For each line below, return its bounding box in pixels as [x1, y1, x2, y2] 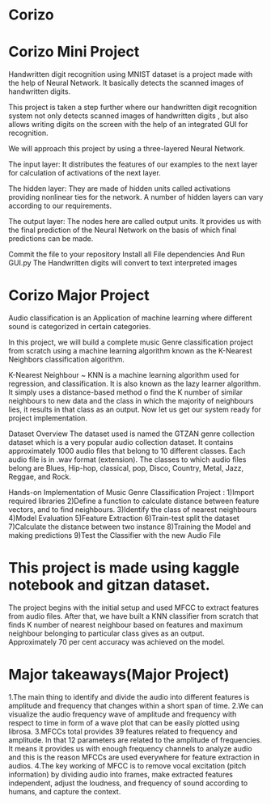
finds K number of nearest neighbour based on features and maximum [8, 620, 243, 629]
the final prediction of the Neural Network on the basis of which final [8, 225, 237, 235]
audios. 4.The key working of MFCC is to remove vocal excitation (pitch [8, 760, 247, 770]
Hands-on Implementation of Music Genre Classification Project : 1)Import [8, 488, 255, 497]
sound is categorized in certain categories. [8, 322, 151, 332]
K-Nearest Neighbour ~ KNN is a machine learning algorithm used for [8, 370, 240, 380]
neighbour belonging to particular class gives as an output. [8, 628, 205, 638]
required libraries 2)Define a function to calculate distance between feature [8, 496, 260, 506]
